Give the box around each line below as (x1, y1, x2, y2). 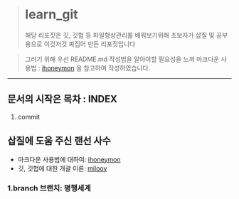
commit (17, 112, 41, 121)
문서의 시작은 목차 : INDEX (7, 93, 117, 105)
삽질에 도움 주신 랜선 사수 (7, 135, 112, 147)
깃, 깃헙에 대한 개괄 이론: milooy (17, 163, 107, 173)
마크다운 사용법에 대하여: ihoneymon (17, 155, 121, 163)
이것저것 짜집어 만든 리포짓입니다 (43, 39, 136, 48)
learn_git (24, 6, 78, 23)
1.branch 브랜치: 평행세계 (7, 183, 91, 193)
